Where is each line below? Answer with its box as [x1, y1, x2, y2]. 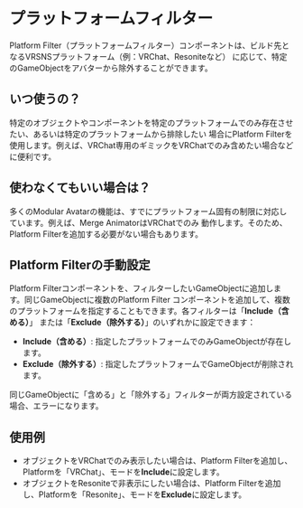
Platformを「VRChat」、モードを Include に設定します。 [22, 466, 225, 477]
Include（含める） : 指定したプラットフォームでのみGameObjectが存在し [22, 336, 292, 347]
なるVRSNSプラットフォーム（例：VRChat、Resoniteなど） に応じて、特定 [9, 51, 288, 61]
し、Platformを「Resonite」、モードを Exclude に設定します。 [22, 489, 247, 500]
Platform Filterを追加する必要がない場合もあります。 [9, 228, 204, 240]
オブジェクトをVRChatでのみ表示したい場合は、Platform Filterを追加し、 [22, 456, 293, 466]
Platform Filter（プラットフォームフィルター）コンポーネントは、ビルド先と [9, 40, 290, 51]
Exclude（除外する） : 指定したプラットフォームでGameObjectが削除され [22, 359, 294, 370]
